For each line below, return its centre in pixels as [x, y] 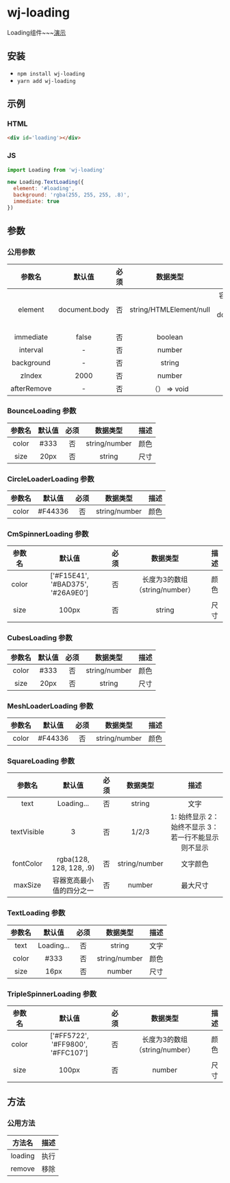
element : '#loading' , [44, 189]
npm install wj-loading [51, 73]
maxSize [27, 885]
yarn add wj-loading [46, 81]
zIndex [31, 376]
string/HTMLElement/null [170, 309]
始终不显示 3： [195, 827]
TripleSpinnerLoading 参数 [52, 994]
